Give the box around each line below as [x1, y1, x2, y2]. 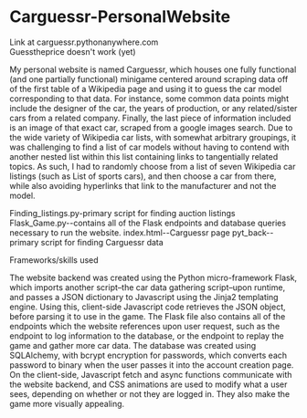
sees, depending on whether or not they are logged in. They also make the [9, 388, 291, 399]
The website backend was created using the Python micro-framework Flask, [9, 272, 298, 283]
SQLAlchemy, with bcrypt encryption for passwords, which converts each [9, 350, 288, 361]
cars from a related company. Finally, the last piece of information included [9, 112, 291, 123]
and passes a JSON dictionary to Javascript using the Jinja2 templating [9, 291, 279, 302]
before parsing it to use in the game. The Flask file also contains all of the [9, 310, 286, 321]
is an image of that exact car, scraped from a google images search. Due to [9, 121, 293, 133]
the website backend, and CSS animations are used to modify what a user [9, 379, 288, 390]
